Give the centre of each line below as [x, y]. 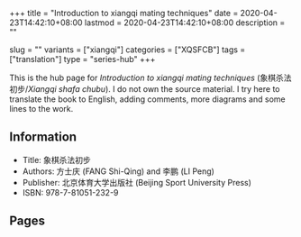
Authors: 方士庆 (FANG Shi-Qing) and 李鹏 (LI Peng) [118, 171]
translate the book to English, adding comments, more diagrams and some [147, 99]
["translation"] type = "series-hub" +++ [82, 59]
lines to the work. [41, 109]
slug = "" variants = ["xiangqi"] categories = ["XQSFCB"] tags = [128, 50]
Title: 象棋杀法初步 [57, 160]
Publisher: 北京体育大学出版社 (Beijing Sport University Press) [137, 182]
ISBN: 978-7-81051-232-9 [70, 192]
